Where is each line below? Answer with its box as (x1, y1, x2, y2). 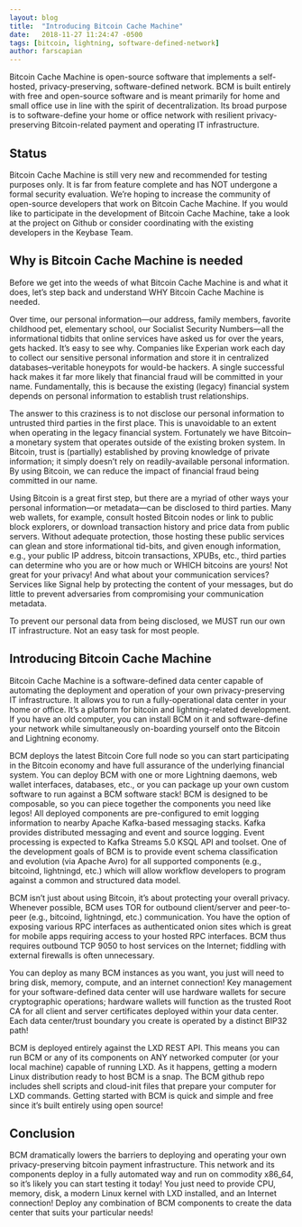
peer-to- (259, 901, 291, 912)
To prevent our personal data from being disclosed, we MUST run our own (9, 615, 286, 626)
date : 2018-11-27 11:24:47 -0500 (9, 30, 143, 39)
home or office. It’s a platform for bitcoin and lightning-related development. (9, 704, 291, 715)
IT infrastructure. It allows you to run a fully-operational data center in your (9, 694, 287, 705)
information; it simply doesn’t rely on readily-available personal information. (9, 456, 290, 466)
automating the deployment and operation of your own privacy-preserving (9, 685, 286, 696)
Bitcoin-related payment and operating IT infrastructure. (50, 119, 260, 131)
